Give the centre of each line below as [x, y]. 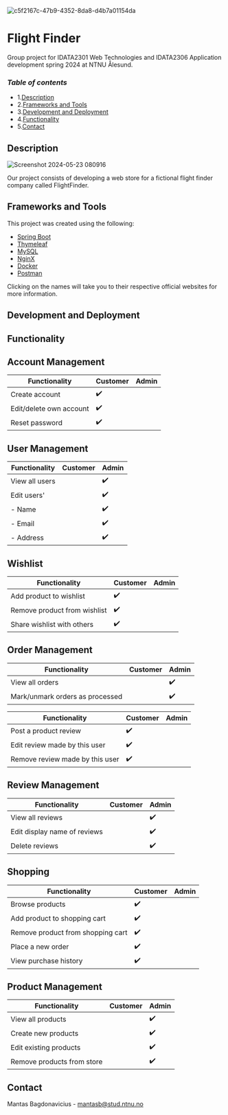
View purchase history [47, 961]
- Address [27, 538]
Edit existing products [46, 1047]
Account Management [56, 362]
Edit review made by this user [58, 745]
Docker [27, 266]
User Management [48, 449]
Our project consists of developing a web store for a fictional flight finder [110, 178]
